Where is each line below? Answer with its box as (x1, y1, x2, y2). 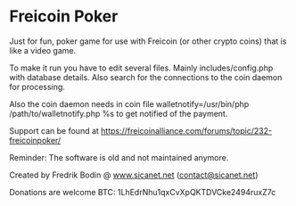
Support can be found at (9, 125, 100, 136)
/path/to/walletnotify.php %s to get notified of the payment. (9, 108, 228, 119)
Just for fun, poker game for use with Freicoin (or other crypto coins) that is (9, 36, 287, 46)
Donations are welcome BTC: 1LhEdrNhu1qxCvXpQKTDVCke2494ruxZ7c (9, 186, 276, 197)
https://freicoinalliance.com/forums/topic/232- (101, 125, 273, 136)
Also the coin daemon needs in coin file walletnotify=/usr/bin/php (9, 98, 250, 109)
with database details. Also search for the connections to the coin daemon (9, 71, 283, 82)
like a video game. (9, 45, 77, 55)
